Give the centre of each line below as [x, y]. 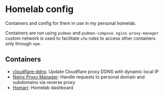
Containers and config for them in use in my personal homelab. [71, 23]
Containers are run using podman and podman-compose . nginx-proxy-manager [82, 33]
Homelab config [40, 9]
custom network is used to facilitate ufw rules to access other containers [80, 38]
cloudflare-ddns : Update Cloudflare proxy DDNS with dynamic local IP [86, 71]
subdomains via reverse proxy [44, 82]
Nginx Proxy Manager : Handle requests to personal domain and [78, 77]
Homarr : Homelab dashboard [43, 87]
